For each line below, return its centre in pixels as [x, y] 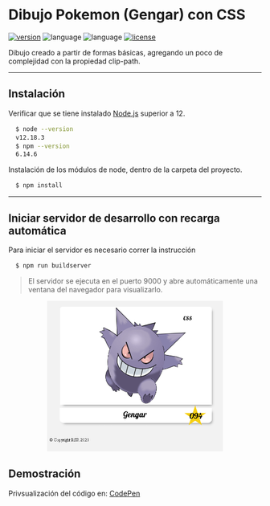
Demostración [45, 474]
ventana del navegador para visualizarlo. [95, 289]
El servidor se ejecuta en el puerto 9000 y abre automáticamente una [143, 281]
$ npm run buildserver [53, 265]
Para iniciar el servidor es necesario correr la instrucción [102, 250]
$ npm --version [43, 146]
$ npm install [39, 186]
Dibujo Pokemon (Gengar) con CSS [127, 15]
